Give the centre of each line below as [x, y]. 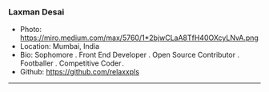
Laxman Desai [36, 12]
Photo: [31, 30]
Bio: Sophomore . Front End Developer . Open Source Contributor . [130, 55]
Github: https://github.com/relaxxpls [80, 72]
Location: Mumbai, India [60, 46]
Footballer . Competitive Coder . [72, 63]
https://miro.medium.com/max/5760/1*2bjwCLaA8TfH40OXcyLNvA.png [139, 38]
